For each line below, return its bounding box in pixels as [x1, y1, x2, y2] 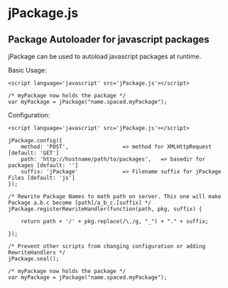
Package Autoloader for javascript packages [8, 33, 210, 46]
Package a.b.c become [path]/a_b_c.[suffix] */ [8, 199, 152, 206]
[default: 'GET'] [8, 149, 60, 156]
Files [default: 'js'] [8, 174, 75, 181]
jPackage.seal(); [8, 255, 60, 262]
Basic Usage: [8, 66, 47, 74]
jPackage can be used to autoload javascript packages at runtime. [8, 52, 202, 60]
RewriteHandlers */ [8, 249, 66, 256]
